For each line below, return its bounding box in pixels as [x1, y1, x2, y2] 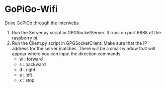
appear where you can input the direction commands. [11, 51, 122, 57]
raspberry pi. [11, 35, 39, 41]
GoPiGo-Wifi [4, 3, 58, 15]
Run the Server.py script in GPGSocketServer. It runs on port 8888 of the [11, 29, 161, 35]
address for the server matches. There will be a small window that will [11, 45, 155, 51]
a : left [19, 72, 33, 78]
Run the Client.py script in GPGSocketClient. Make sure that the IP [11, 40, 148, 46]
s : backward [19, 61, 46, 67]
